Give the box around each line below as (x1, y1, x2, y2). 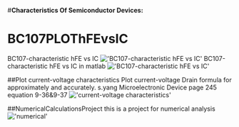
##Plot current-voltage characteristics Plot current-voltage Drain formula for (7, 75, 232, 84)
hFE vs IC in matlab (49, 62, 106, 70)
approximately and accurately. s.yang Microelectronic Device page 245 (7, 83, 218, 92)
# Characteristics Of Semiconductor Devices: (7, 6, 144, 14)
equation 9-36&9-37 (7, 90, 68, 99)
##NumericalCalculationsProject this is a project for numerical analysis (7, 104, 215, 113)
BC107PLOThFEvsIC (7, 31, 128, 47)
